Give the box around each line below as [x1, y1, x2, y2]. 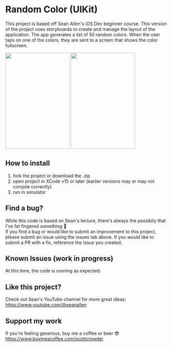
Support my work [5, 317, 62, 325]
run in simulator [12, 189, 46, 195]
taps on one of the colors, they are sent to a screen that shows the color [5, 37, 158, 43]
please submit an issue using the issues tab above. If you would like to [5, 234, 154, 240]
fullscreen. [5, 42, 28, 48]
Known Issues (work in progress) [5, 254, 113, 263]
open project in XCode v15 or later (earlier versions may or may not [12, 178, 155, 184]
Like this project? [5, 282, 62, 291]
